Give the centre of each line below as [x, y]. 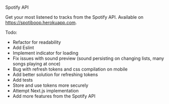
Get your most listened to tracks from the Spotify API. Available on [74, 17]
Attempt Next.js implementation [45, 91]
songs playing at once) [37, 64]
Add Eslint [23, 47]
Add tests [23, 80]
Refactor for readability [37, 42]
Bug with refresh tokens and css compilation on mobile [70, 69]
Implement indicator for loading [45, 53]
